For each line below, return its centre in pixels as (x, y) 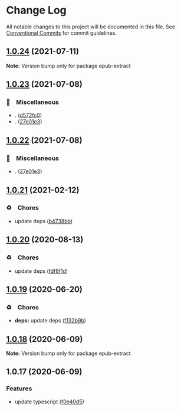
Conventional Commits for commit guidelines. (61, 32)
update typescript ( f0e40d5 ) (49, 402)
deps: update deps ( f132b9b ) (50, 321)
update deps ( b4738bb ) (44, 221)
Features (19, 389)
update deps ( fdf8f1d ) (41, 271)
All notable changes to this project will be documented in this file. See (91, 27)
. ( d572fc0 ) (28, 115)
